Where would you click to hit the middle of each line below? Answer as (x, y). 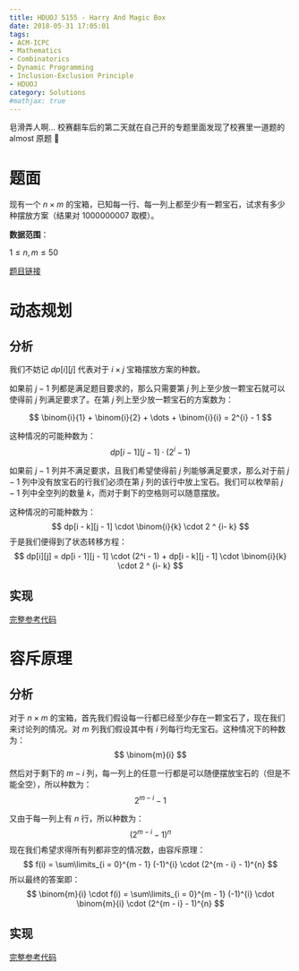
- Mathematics (36, 51)
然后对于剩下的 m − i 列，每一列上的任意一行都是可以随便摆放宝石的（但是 (146, 773)
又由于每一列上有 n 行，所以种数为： (77, 819)
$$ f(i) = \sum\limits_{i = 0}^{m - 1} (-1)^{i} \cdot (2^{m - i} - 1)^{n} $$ (150, 865)
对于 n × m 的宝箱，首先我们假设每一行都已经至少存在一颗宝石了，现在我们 (147, 718)
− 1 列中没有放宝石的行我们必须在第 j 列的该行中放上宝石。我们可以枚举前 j (146, 481)
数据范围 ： (29, 234)
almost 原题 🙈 (34, 139)
